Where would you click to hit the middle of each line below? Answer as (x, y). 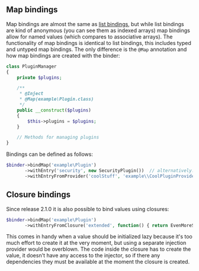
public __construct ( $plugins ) (54, 110)
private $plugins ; (39, 77)
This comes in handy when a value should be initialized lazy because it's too (99, 237)
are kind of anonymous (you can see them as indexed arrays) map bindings (98, 30)
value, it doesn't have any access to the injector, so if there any (83, 256)
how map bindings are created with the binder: (63, 55)
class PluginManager (32, 66)
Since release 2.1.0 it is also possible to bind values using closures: (88, 209)
